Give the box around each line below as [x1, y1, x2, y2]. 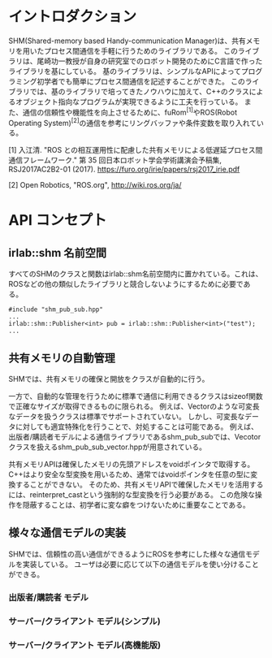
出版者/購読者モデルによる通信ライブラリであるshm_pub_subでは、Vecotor [8, 432, 261, 442]
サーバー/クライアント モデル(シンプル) [8, 615, 161, 626]
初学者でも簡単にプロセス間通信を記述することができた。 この [36, 76, 245, 86]
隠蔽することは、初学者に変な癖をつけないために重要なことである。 [22, 500, 250, 510]
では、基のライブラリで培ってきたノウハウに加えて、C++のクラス [29, 86, 249, 96]
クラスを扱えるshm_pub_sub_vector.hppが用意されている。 [8, 442, 207, 452]
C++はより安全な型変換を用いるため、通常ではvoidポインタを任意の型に [8, 470, 251, 479]
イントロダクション [8, 7, 137, 26]
